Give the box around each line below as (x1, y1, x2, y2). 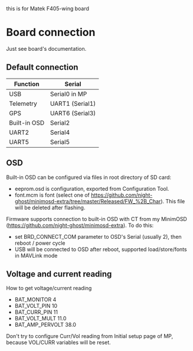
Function (14, 80, 40, 88)
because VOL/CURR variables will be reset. (6, 339, 111, 346)
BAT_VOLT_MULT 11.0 (14, 315, 67, 322)
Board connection (6, 26, 96, 39)
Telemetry (9, 99, 37, 108)
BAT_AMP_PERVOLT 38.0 (14, 321, 77, 329)
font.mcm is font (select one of (14, 191, 90, 199)
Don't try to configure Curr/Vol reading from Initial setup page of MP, (6, 333, 173, 340)
